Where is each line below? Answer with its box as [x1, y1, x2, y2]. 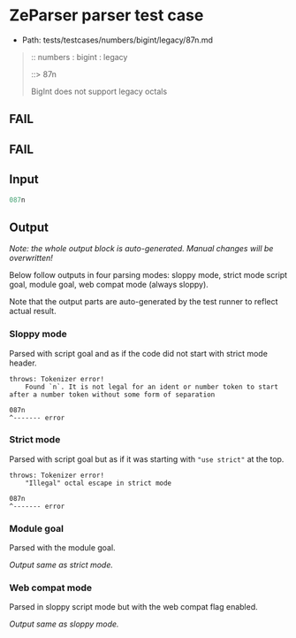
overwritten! [9, 253, 53, 264]
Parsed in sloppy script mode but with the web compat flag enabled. [9, 602, 258, 612]
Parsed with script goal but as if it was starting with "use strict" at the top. [9, 453, 285, 465]
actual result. [9, 306, 57, 317]
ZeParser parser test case [9, 5, 204, 26]
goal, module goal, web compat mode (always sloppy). [9, 280, 209, 290]
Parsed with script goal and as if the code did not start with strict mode [9, 348, 268, 358]
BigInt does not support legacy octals [30, 86, 168, 96]
